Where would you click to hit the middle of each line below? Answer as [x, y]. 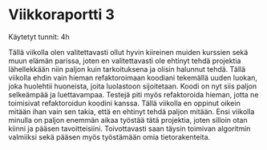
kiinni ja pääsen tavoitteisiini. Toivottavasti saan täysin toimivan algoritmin [129, 128]
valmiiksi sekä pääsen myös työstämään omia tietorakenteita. [109, 136]
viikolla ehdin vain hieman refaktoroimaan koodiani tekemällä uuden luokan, [133, 77]
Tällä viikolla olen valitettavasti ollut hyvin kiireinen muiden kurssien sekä [128, 52]
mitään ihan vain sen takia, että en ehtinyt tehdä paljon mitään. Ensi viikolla [131, 111]
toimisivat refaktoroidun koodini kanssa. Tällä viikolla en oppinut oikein [124, 103]
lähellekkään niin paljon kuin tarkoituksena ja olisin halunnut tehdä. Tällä [127, 69]
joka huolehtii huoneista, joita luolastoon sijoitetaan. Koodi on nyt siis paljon [133, 86]
